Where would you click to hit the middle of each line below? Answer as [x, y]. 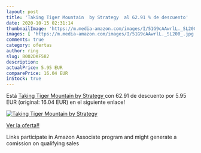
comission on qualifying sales [43, 143]
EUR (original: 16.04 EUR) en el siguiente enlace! [66, 102]
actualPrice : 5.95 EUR [34, 67]
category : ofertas [29, 46]
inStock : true [24, 79]
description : [22, 62]
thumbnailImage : [26, 28]
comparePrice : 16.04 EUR [37, 73]
